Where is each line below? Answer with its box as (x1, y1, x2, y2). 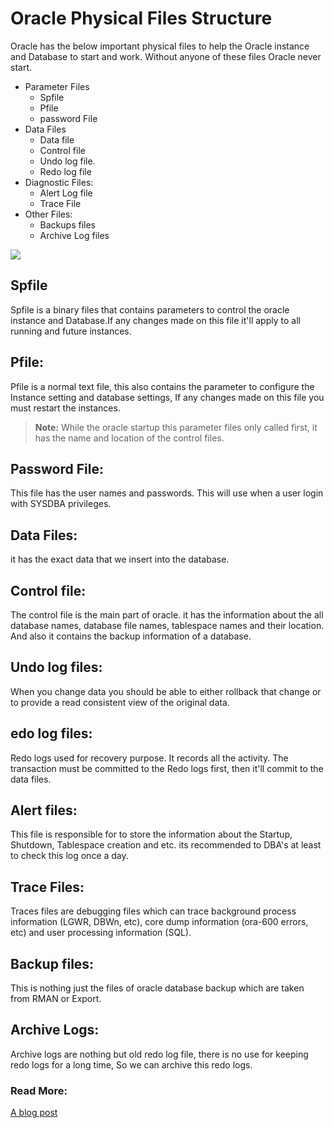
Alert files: (10, 802, 78, 819)
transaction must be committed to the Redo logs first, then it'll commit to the (10, 762, 324, 774)
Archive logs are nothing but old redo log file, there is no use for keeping (10, 1048, 309, 1060)
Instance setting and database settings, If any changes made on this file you (10, 391, 325, 403)
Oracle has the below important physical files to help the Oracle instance (10, 40, 310, 52)
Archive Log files (39, 229, 110, 241)
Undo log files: (10, 659, 103, 676)
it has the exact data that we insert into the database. (10, 553, 230, 566)
